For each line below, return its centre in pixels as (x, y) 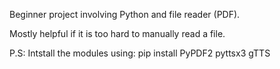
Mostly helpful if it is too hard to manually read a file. (117, 33)
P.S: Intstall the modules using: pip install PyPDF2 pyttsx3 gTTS (140, 53)
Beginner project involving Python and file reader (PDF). (125, 14)
